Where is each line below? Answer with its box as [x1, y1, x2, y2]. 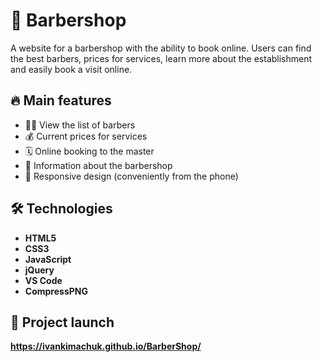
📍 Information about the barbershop [24, 159, 173, 171]
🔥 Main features [10, 92, 112, 109]
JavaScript [24, 253, 72, 265]
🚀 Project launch [10, 314, 115, 331]
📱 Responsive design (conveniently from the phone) [24, 170, 239, 182]
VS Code [24, 274, 63, 286]
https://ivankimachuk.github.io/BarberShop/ [10, 340, 202, 353]
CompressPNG [24, 285, 88, 297]
